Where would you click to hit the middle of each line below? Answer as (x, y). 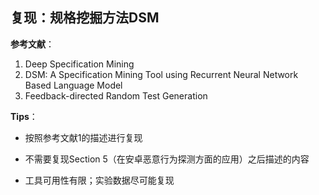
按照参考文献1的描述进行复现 (83, 137)
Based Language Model (73, 85)
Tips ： (24, 116)
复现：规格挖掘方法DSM (85, 18)
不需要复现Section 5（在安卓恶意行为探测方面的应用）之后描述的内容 (167, 159)
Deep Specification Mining (79, 64)
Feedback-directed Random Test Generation (116, 95)
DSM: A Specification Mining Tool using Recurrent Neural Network (161, 74)
